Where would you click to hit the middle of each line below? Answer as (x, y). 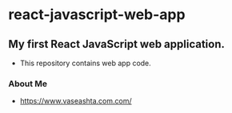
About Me (28, 84)
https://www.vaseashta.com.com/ (76, 101)
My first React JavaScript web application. (117, 44)
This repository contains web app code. (86, 63)
